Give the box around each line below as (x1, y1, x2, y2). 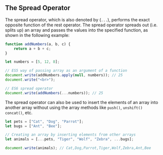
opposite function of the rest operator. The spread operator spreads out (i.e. (5, 22, 158, 28)
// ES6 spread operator (5, 86, 54, 91)
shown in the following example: (5, 32, 70, 38)
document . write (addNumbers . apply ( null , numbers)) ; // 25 (5, 73, 123, 78)
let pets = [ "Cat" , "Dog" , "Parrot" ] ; (5, 119, 84, 124)
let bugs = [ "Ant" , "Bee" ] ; (5, 123, 62, 128)
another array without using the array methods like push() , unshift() (5, 104, 143, 110)
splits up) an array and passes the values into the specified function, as (5, 27, 148, 33)
